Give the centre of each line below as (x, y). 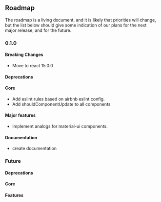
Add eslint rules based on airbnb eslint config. (58, 99)
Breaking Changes (24, 55)
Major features (20, 115)
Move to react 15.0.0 (33, 65)
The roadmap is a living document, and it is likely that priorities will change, (80, 20)
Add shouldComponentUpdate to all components (61, 104)
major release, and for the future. (38, 30)
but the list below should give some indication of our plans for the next (76, 25)
